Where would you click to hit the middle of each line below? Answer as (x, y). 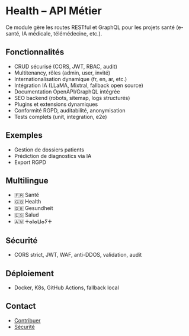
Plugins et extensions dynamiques (56, 104)
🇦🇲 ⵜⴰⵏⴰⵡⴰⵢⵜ (33, 222)
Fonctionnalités (35, 52)
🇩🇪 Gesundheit (34, 208)
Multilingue (27, 181)
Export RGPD (30, 162)
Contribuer (27, 320)
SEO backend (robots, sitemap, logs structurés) (72, 98)
